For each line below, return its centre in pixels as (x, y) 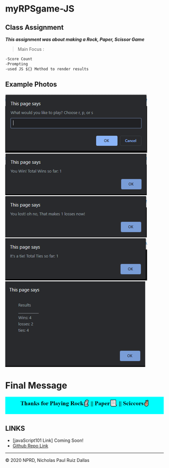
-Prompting (17, 64)
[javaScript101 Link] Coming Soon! (48, 440)
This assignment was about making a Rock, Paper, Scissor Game (75, 39)
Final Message (36, 385)
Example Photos (31, 84)
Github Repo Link (30, 446)
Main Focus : (31, 49)
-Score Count (19, 59)
